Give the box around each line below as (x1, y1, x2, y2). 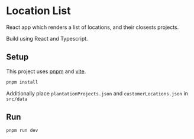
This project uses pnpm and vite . (6, 68, 86, 75)
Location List (6, 4, 71, 18)
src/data (6, 96, 28, 102)
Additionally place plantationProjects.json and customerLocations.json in (6, 90, 188, 97)
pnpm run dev (6, 128, 38, 134)
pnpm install (6, 79, 38, 85)
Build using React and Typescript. (6, 35, 88, 42)
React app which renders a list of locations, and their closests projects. (6, 24, 179, 31)
